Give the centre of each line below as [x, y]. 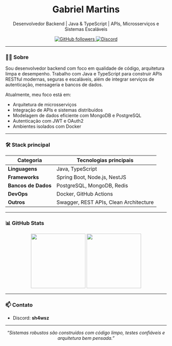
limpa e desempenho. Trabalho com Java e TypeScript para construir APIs [84, 74]
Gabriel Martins [86, 9]
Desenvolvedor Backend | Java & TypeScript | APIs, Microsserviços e [86, 24]
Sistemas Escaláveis [86, 29]
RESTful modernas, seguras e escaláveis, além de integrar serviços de [80, 79]
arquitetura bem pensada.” [86, 338]
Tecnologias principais [105, 160]
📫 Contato [19, 305]
